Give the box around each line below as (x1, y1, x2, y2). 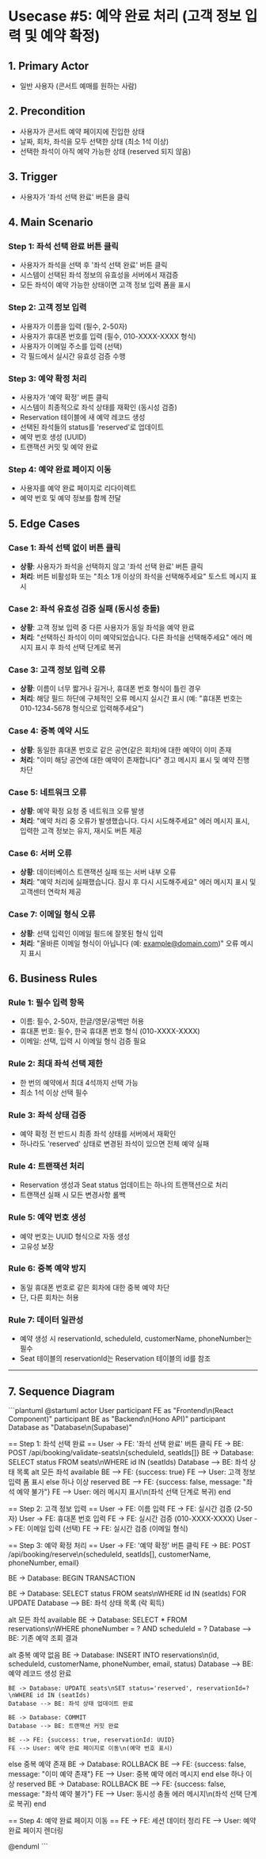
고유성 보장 (19, 1241, 55, 1250)
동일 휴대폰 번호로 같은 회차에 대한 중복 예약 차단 (19, 1282, 170, 1292)
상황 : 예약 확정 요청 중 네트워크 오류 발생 (19, 806, 145, 816)
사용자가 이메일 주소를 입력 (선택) (19, 341, 123, 351)
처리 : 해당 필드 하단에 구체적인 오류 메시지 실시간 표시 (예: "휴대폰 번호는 (19, 693, 243, 703)
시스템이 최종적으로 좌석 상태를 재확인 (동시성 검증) (19, 402, 177, 412)
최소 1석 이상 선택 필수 (19, 1088, 89, 1097)
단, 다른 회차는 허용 (19, 1292, 79, 1302)
